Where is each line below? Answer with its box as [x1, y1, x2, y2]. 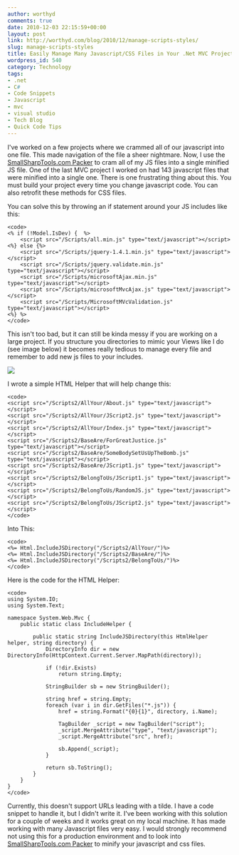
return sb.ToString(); [45, 764, 113, 771]
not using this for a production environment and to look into [7, 831, 181, 840]
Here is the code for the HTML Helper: [7, 575, 119, 584]
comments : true [7, 17, 53, 24]
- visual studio [7, 110, 55, 117]
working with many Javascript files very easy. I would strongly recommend [7, 824, 227, 833]
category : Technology [7, 63, 72, 71]
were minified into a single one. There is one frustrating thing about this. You [7, 173, 232, 182]
